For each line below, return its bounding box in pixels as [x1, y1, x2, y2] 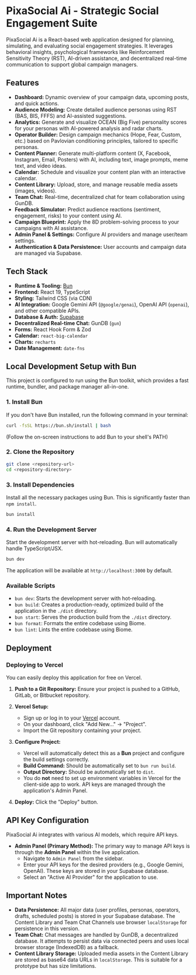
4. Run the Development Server [6, 525, 97, 534]
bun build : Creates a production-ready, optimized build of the [14, 601, 164, 608]
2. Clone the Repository [6, 448, 75, 456]
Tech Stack [6, 266, 48, 276]
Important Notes [6, 890, 67, 900]
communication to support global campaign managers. [6, 60, 139, 68]
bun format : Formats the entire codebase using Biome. [14, 620, 146, 627]
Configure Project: [14, 738, 61, 745]
